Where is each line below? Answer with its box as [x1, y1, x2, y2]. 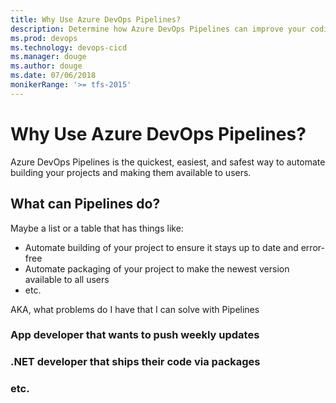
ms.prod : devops [10, 33, 78, 43]
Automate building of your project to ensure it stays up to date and [24, 241, 299, 253]
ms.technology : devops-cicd [10, 42, 128, 53]
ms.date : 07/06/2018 [10, 71, 97, 81]
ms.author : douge [10, 61, 83, 71]
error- [300, 241, 325, 253]
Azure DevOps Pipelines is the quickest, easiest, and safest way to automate [10, 156, 326, 168]
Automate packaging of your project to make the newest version [24, 262, 290, 275]
